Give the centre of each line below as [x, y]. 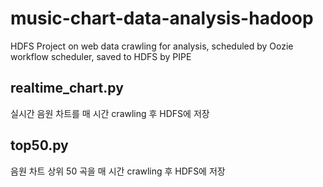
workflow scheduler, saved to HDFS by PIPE [101, 56]
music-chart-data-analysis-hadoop [162, 18]
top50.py [39, 145]
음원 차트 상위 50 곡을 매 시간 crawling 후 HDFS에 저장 [118, 171]
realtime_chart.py [67, 88]
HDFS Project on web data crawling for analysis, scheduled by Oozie [152, 46]
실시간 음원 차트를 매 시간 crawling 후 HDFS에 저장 [110, 113]
